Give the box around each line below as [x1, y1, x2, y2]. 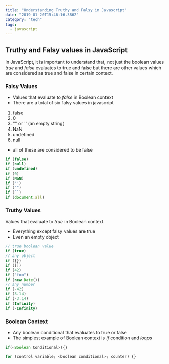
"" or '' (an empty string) [12, 121, 65, 127]
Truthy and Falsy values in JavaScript [5, 46, 128, 54]
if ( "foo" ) [5, 272, 29, 277]
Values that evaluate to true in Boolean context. [5, 219, 105, 225]
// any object [5, 253, 36, 259]
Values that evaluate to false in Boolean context [12, 94, 114, 100]
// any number [5, 282, 36, 287]
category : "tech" [5, 17, 43, 22]
